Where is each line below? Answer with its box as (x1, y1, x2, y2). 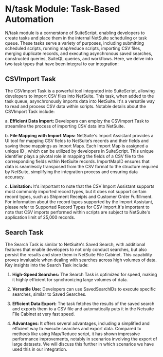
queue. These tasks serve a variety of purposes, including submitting (5, 40, 145, 46)
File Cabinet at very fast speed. (12, 311, 75, 317)
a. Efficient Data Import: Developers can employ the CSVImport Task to (5, 118, 149, 124)
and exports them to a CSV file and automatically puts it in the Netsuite (12, 305, 154, 312)
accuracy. (5, 174, 25, 179)
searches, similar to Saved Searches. (12, 291, 87, 297)
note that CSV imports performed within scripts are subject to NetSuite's (5, 209, 150, 215)
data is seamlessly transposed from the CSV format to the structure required (5, 163, 159, 169)
